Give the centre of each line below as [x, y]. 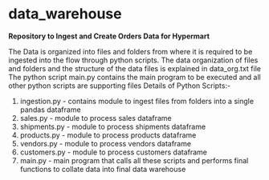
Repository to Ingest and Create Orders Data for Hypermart [109, 36]
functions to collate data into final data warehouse [103, 169]
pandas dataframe [51, 110]
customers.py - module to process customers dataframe [113, 152]
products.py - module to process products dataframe [108, 135]
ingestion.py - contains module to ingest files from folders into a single [137, 101]
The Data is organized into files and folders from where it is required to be [130, 51]
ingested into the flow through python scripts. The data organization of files [133, 60]
